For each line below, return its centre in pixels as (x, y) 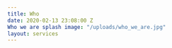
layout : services (33, 34)
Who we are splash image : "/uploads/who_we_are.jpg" (87, 27)
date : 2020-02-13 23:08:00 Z (50, 20)
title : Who (23, 14)
